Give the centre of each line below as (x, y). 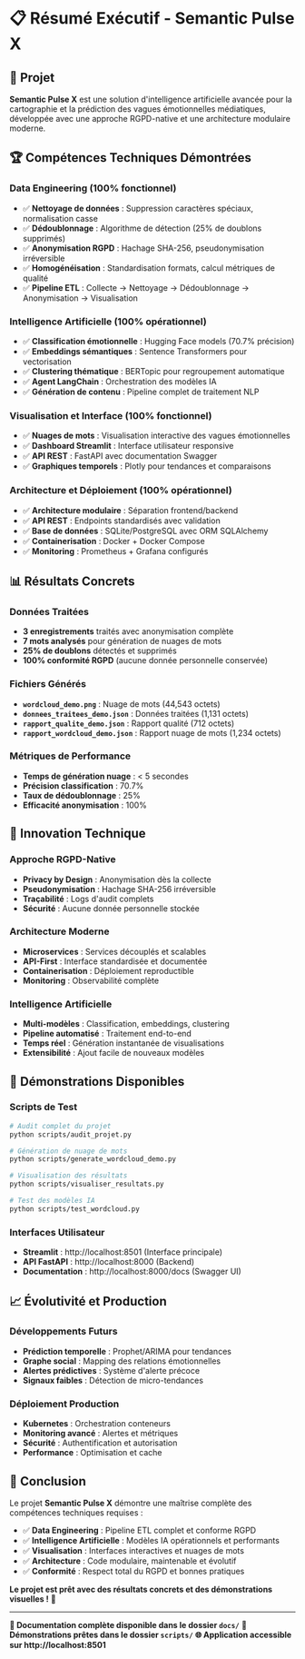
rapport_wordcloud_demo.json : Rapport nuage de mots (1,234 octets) (152, 732)
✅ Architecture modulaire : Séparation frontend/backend (130, 510)
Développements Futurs (64, 1331)
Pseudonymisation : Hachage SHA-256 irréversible (119, 889)
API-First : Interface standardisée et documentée (115, 961)
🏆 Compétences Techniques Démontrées (131, 158)
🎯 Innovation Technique (78, 834)
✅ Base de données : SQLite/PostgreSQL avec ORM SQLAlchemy (145, 531)
